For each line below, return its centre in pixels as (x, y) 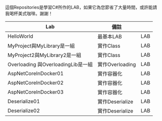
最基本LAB (110, 36)
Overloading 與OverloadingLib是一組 (50, 64)
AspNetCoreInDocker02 (36, 83)
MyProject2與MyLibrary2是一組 (44, 55)
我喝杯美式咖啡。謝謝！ (29, 13)
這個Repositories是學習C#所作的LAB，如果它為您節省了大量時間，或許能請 (81, 7)
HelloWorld (20, 36)
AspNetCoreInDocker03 (36, 92)
